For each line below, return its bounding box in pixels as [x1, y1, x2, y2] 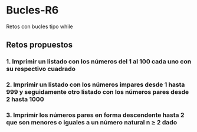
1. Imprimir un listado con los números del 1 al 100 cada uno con [6, 57, 192, 66]
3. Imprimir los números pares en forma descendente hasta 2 [6, 111, 185, 119]
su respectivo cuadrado [6, 65, 75, 73]
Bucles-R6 [6, 4, 59, 17]
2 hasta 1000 [6, 95, 44, 103]
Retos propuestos [6, 40, 73, 50]
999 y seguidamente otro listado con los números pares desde [6, 88, 189, 96]
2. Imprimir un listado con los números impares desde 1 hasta [6, 80, 185, 89]
